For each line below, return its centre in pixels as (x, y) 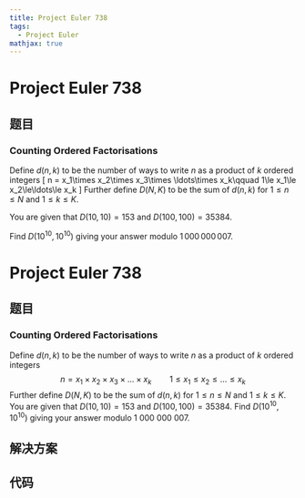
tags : (20, 26)
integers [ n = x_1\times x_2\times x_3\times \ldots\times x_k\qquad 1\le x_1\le (153, 180)
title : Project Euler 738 (58, 18)
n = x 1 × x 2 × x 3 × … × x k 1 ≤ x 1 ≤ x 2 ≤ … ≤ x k (153, 380)
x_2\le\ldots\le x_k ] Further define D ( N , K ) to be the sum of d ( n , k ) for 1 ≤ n (149, 190)
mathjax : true (36, 43)
